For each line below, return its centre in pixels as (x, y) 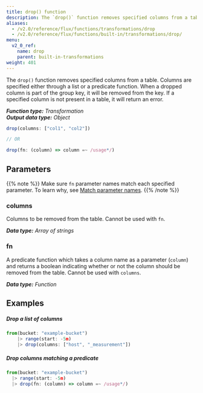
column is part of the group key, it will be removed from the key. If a (90, 93)
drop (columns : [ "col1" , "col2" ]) (48, 128)
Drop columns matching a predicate (52, 358)
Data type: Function (31, 284)
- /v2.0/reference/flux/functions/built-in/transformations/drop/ (97, 35)
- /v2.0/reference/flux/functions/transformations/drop (83, 29)
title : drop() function (36, 12)
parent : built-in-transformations (60, 57)
